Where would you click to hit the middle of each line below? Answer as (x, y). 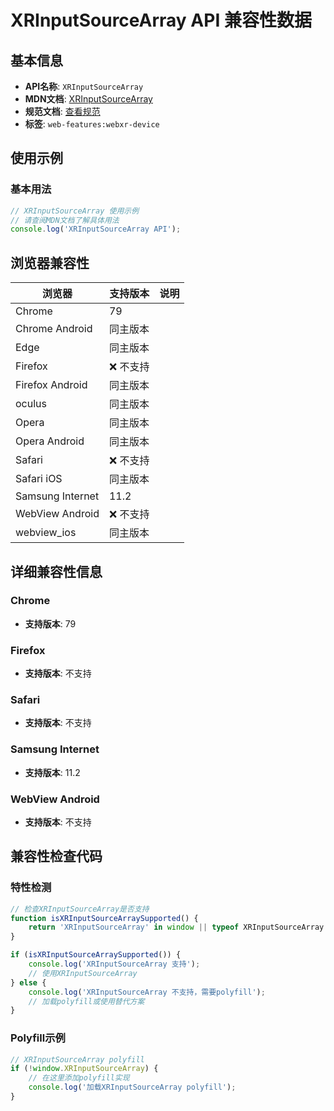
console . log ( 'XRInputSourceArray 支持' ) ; (114, 964)
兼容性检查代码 (56, 856)
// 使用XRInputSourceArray (83, 973)
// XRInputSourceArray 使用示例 (75, 211)
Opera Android (50, 441)
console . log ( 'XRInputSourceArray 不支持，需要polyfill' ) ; (147, 992)
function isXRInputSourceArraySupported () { (104, 918)
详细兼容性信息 (56, 571)
